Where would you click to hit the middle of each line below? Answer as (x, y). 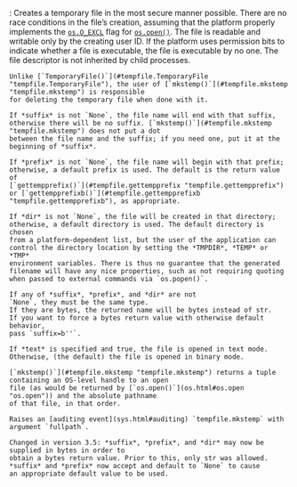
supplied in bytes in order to (67, 450)
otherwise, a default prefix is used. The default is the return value (144, 170)
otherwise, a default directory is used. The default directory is (137, 224)
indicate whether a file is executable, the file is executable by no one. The (144, 51)
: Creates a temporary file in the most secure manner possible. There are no (148, 13)
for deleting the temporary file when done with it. (109, 100)
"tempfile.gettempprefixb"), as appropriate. (95, 201)
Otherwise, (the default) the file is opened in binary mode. (127, 357)
